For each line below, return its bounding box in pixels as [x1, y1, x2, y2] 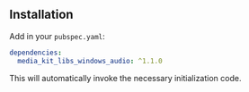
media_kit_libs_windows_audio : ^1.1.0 [17, 56, 164, 65]
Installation [9, 7, 74, 22]
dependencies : [9, 48, 63, 57]
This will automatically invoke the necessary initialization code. [9, 72, 242, 83]
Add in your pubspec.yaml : [9, 30, 105, 41]
